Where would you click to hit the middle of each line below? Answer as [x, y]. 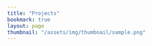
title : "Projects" [33, 13]
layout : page [26, 26]
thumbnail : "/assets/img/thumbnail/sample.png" [77, 32]
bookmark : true [29, 20]
